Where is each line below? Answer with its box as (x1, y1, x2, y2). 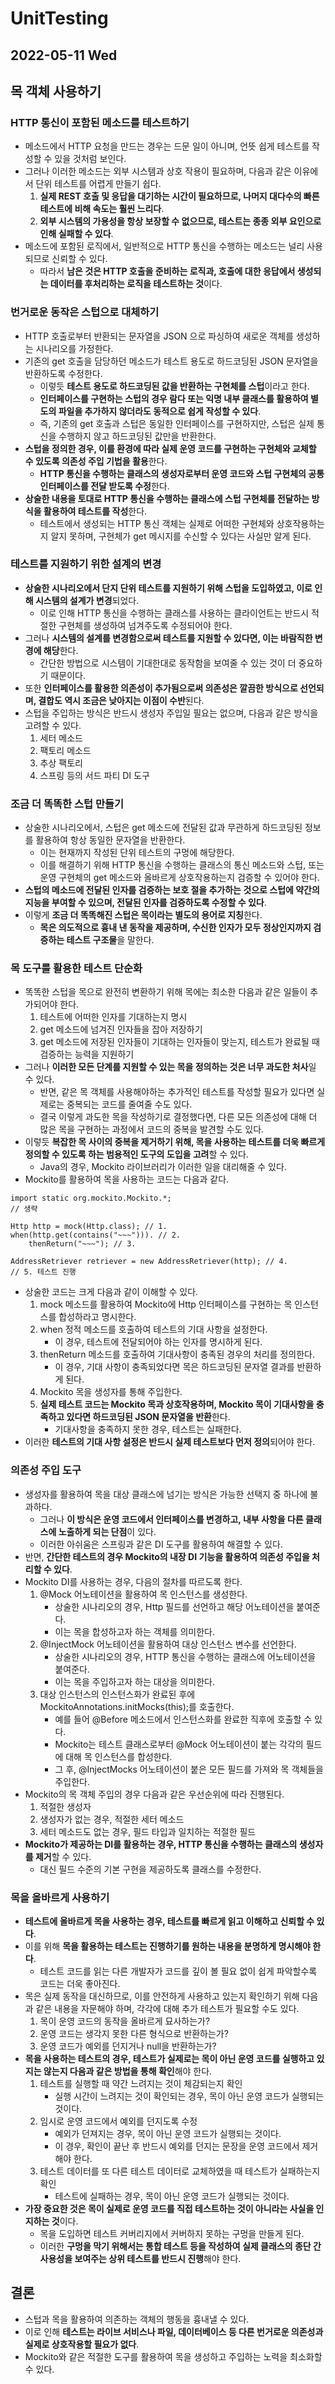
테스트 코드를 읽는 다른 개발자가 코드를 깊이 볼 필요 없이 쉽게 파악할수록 (39, 1965, 318, 1977)
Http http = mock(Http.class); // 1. (10, 1222, 168, 1232)
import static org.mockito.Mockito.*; (10, 1193, 172, 1204)
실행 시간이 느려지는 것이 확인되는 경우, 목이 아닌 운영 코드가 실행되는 (54, 2090, 325, 2102)
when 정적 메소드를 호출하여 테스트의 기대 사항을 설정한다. (39, 1323, 268, 1336)
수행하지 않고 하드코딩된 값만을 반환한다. (58, 430, 217, 442)
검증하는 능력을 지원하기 (39, 1048, 135, 1061)
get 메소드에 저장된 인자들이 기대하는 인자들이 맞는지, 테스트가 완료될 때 (39, 1036, 320, 1048)
